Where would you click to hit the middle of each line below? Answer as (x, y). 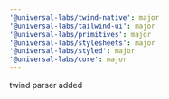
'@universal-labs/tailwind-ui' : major (82, 26)
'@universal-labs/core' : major (68, 59)
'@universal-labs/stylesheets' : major (82, 43)
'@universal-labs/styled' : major (72, 51)
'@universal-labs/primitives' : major (80, 34)
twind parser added (46, 85)
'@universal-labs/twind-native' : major (84, 18)
